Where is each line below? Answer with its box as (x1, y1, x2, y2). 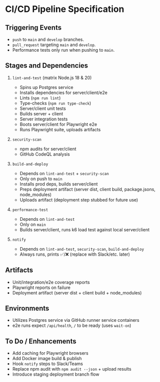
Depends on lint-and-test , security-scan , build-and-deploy (19, 246, 145, 252)
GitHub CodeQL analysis (19, 151, 70, 157)
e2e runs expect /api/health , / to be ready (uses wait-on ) (12, 322, 131, 329)
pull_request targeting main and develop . (12, 42, 96, 48)
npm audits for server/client (19, 146, 77, 152)
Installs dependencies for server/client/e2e (19, 90, 107, 95)
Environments (5, 304, 50, 313)
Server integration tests (19, 116, 68, 122)
